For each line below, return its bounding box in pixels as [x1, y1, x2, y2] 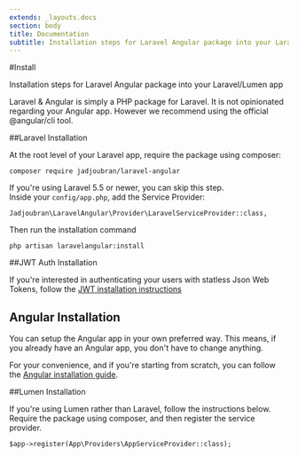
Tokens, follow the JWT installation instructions [9, 284, 182, 295]
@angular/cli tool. [9, 115, 74, 126]
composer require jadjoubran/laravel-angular [9, 167, 180, 176]
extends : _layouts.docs [9, 12, 98, 22]
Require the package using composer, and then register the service [9, 414, 255, 424]
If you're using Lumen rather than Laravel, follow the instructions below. [9, 404, 271, 414]
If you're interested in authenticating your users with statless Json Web [9, 274, 270, 285]
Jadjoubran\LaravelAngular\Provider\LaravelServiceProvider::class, [9, 209, 268, 218]
